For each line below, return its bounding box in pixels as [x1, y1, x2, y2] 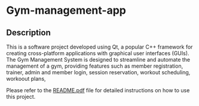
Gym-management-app [6, 4, 127, 17]
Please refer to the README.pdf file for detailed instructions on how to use [6, 87, 190, 93]
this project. [6, 93, 36, 100]
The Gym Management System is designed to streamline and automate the [6, 56, 191, 63]
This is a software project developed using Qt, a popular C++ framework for [6, 43, 193, 50]
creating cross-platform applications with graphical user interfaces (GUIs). [6, 50, 189, 57]
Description [6, 28, 51, 38]
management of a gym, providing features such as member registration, [6, 62, 183, 69]
